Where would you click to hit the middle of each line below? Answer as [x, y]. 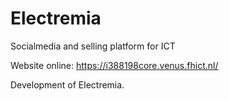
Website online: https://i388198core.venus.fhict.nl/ [114, 65]
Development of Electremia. [67, 84]
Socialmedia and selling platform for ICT [93, 46]
